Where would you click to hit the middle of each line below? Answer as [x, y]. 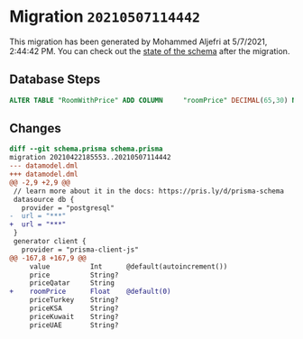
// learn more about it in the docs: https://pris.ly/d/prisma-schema [148, 191]
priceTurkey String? [74, 300]
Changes [35, 128]
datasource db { [44, 199]
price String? [74, 275]
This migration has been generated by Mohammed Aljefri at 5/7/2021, [138, 41]
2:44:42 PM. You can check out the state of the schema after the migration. [150, 50]
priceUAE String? [74, 325]
